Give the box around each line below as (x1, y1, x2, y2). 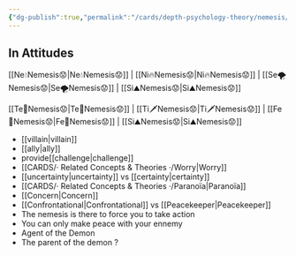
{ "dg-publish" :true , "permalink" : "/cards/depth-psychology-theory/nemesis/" (8, 12, 293, 22)
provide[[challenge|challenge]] (20, 153, 134, 163)
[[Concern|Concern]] (20, 191, 99, 201)
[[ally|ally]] (20, 143, 61, 154)
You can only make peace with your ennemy (20, 218, 183, 230)
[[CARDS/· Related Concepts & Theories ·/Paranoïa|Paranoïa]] (20, 181, 247, 192)
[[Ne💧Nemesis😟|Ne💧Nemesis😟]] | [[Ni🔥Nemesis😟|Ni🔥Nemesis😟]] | (8, 70, 261, 80)
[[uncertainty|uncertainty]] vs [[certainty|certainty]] (20, 171, 210, 182)
